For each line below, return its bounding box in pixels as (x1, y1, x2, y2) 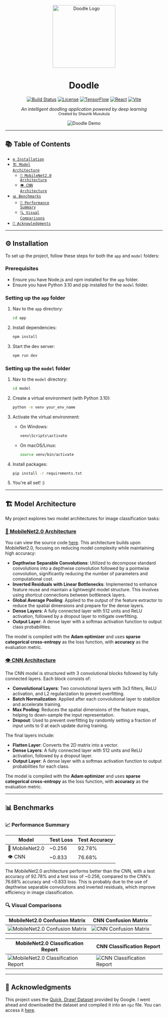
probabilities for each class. (12, 763, 70, 769)
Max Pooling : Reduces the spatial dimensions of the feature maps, (12, 707, 150, 713)
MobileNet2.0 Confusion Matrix (8, 917, 86, 924)
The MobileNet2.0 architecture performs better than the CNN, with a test (5, 868, 155, 874)
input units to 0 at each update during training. (12, 722, 108, 729)
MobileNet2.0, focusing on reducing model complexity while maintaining (5, 545, 154, 551)
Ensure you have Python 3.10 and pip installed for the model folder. (12, 282, 149, 288)
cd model (12, 386, 31, 391)
